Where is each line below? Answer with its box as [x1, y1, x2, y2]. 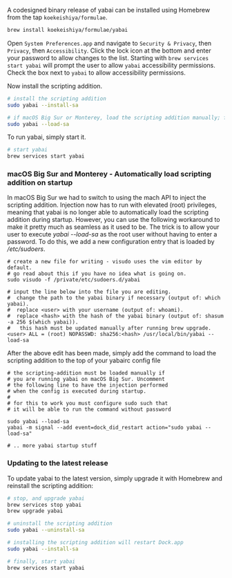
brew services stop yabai [7, 501, 81, 508]
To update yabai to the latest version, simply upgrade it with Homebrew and [7, 474, 223, 483]
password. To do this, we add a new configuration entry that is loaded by [7, 238, 215, 246]
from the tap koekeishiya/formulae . [7, 13, 108, 21]
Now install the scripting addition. [7, 82, 102, 90]
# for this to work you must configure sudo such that [7, 400, 168, 407]
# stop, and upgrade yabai [7, 494, 85, 502]
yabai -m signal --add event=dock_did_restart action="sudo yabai [7, 425, 202, 431]
